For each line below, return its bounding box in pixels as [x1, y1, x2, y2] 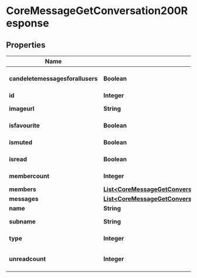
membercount [9, 172, 50, 180]
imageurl [9, 104, 35, 113]
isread [9, 155, 28, 163]
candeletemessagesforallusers [9, 74, 98, 83]
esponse [6, 16, 49, 30]
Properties [6, 40, 46, 50]
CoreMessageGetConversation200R [6, 4, 188, 18]
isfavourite [9, 121, 40, 130]
